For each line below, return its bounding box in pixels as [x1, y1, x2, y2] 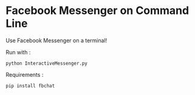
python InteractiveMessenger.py [5, 60, 87, 66]
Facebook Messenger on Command [5, 4, 190, 18]
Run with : [5, 48, 31, 55]
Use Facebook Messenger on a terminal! [5, 37, 108, 44]
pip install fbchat [5, 83, 55, 89]
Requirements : [5, 71, 44, 78]
